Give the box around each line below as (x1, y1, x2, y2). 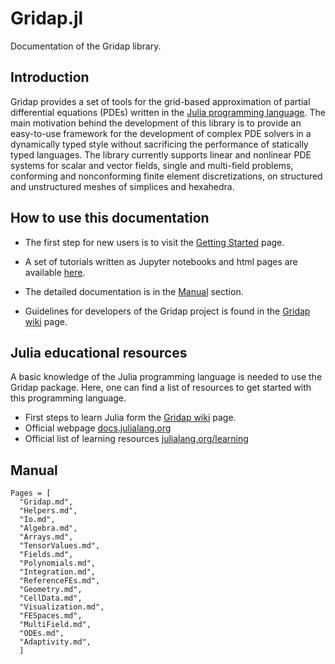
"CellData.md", (19, 593, 83, 604)
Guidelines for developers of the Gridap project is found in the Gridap (24, 305, 311, 317)
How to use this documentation (10, 210, 210, 227)
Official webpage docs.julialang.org (24, 422, 172, 434)
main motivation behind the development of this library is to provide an (10, 117, 302, 129)
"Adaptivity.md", (19, 637, 92, 647)
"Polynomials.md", (19, 558, 97, 569)
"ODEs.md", (19, 628, 65, 639)
